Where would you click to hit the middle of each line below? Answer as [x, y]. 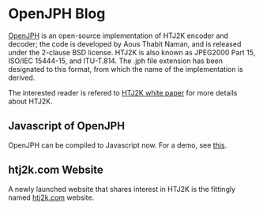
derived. [22, 77]
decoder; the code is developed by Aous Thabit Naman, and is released [125, 43]
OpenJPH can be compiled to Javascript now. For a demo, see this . [118, 145]
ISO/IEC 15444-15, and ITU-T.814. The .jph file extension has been [116, 61]
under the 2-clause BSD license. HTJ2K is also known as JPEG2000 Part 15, [132, 52]
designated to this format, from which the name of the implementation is [126, 69]
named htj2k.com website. [51, 197]
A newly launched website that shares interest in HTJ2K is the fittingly [122, 189]
